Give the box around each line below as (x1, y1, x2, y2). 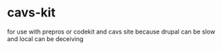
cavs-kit (7, 5, 56, 21)
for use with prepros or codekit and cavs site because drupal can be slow (7, 27, 215, 36)
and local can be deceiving (7, 34, 84, 42)
